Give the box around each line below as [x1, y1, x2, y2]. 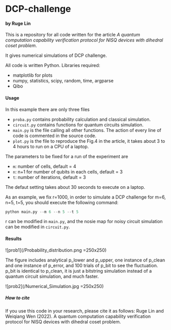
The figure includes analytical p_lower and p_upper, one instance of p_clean [5, 257, 165, 263]
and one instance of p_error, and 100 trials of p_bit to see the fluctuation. [5, 262, 158, 269]
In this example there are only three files [5, 106, 90, 113]
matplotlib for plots [12, 72, 53, 78]
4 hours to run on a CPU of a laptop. [12, 143, 89, 149]
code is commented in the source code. [12, 133, 96, 139]
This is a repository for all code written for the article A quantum [5, 32, 140, 38]
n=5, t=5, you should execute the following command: [5, 199, 119, 205]
